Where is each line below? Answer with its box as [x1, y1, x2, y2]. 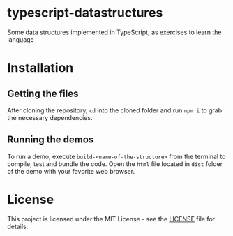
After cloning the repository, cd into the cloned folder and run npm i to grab [7, 106, 222, 115]
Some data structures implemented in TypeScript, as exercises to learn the [7, 28, 222, 36]
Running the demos [7, 134, 94, 146]
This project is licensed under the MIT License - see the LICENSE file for [7, 214, 215, 223]
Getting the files [7, 87, 79, 99]
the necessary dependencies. [7, 113, 93, 121]
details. [7, 222, 29, 230]
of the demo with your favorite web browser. [7, 167, 135, 175]
